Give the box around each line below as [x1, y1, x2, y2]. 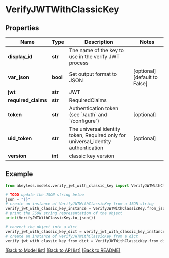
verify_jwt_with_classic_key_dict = [5, 229, 82, 234]
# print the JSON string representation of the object [5, 211, 123, 216]
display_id [8, 53, 33, 60]
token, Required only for [69, 132, 126, 139]
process [69, 59, 89, 66]
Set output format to [69, 71, 117, 77]
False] [133, 80, 148, 87]
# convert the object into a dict [5, 224, 78, 229]
